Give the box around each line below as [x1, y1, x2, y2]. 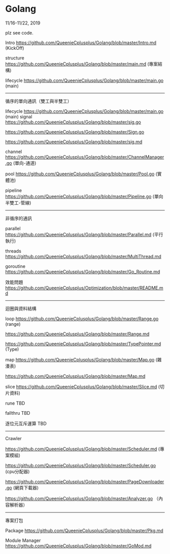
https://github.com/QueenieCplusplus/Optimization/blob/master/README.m [5, 285, 163, 291]
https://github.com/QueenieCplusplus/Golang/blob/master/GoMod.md [5, 542, 152, 549]
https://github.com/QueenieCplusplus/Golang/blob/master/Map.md [5, 373, 146, 379]
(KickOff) [5, 45, 24, 51]
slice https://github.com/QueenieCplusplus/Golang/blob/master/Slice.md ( [5, 383, 160, 389]
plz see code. [5, 29, 34, 36]
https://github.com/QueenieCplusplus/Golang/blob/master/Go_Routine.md [5, 268, 160, 274]
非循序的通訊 [5, 215, 32, 221]
